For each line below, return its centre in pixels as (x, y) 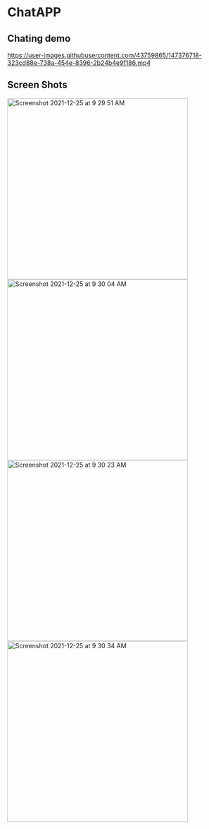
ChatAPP (34, 12)
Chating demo (39, 38)
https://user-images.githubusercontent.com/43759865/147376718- (104, 55)
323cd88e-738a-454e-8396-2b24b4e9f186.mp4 (79, 63)
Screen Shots (38, 85)
